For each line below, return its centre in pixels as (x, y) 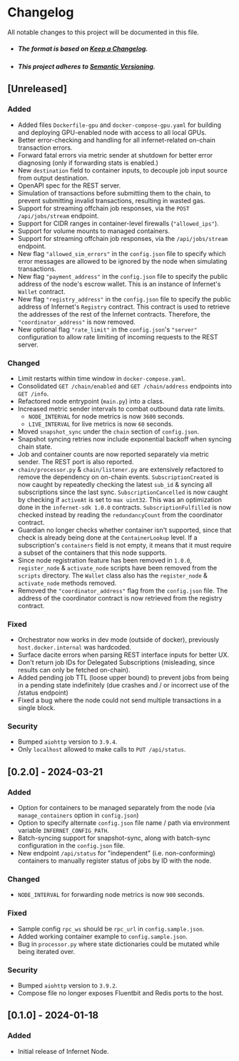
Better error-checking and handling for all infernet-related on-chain (116, 140)
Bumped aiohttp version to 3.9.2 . (67, 985)
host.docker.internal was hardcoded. (75, 647)
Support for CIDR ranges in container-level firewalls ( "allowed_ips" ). (118, 223)
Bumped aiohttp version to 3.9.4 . (67, 742)
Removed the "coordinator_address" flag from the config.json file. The (123, 590)
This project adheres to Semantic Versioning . (86, 66)
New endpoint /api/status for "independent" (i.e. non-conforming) (116, 854)
